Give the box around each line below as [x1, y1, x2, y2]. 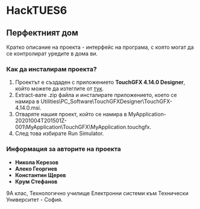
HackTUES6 [6, 4, 67, 17]
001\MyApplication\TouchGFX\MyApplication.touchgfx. [14, 123, 152, 131]
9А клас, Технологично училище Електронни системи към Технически [6, 189, 189, 196]
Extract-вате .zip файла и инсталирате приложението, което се [14, 92, 177, 99]
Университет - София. [6, 196, 63, 203]
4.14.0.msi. [14, 104, 42, 111]
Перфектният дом [6, 28, 78, 38]
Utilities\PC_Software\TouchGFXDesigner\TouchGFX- [40, 98, 173, 105]
